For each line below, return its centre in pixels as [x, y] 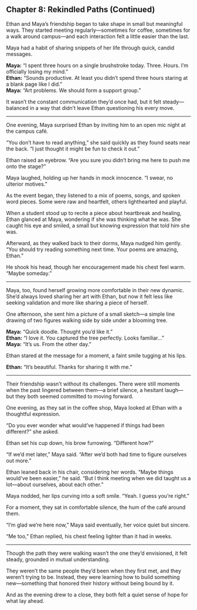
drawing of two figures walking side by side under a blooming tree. [87, 320]
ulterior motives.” [27, 184]
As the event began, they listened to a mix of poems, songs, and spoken [93, 195]
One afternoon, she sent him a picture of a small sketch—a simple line [91, 314]
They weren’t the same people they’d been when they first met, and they [94, 571]
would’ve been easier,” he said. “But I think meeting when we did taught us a [98, 478]
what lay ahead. [25, 601]
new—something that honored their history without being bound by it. [90, 583]
